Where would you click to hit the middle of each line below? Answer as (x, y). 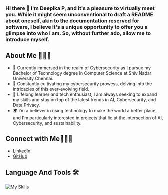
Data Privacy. (26, 105)
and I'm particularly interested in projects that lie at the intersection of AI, (88, 118)
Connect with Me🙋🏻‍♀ (39, 139)
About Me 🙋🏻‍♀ (28, 55)
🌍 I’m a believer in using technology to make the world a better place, (85, 110)
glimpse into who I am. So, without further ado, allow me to (78, 33)
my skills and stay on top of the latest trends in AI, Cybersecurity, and (84, 99)
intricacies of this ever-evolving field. (51, 89)
